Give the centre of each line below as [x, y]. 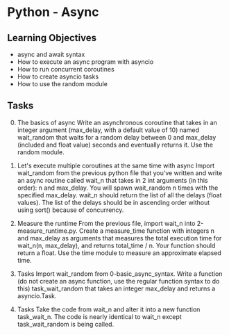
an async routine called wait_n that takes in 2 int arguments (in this [112, 180]
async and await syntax [51, 54]
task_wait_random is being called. [66, 324]
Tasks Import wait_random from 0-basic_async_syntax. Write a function [120, 273]
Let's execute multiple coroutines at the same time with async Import [116, 165]
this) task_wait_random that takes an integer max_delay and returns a [116, 288]
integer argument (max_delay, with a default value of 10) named [108, 130]
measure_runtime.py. [47, 231]
